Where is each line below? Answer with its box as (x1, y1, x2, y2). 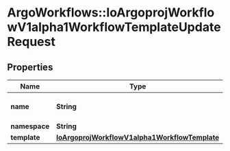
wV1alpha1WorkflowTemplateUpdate (7, 19, 221, 35)
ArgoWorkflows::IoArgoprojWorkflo (7, 5, 215, 21)
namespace (10, 121, 50, 131)
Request (7, 34, 56, 49)
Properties (7, 61, 53, 73)
